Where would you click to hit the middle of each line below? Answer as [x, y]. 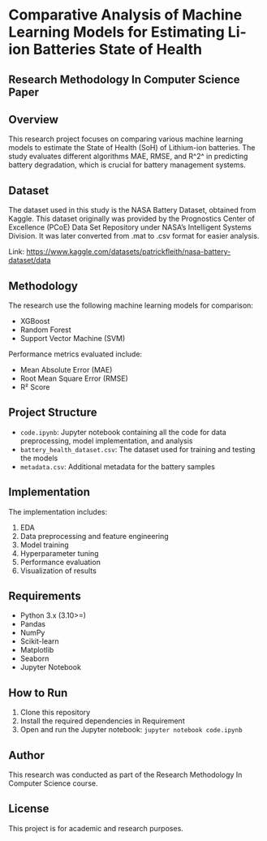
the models [39, 458]
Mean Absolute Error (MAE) [66, 370]
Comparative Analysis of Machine [125, 15]
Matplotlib [37, 650]
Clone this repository [55, 713]
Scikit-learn [39, 641]
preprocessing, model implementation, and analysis [106, 441]
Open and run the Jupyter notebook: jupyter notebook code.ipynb [131, 730]
